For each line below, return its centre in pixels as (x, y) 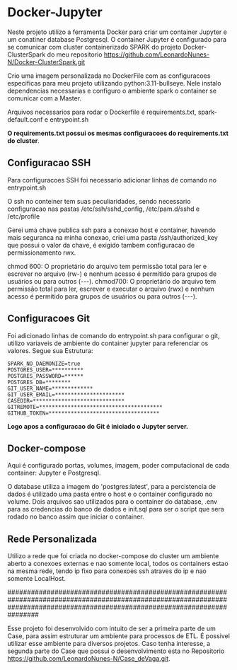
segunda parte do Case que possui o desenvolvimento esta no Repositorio (116, 651)
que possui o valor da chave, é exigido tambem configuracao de (101, 245)
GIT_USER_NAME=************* (50, 388)
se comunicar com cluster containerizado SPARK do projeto (94, 47)
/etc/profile (24, 216)
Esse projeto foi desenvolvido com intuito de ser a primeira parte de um (111, 629)
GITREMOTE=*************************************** (85, 407)
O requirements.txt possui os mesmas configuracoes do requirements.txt (118, 133)
